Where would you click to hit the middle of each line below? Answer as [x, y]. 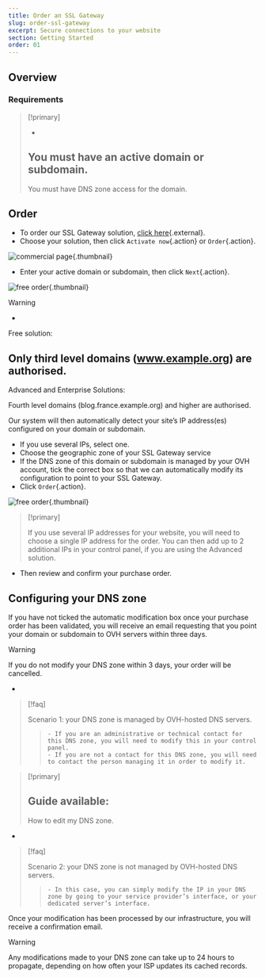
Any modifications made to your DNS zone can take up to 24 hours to [121, 957]
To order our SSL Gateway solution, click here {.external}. [112, 233]
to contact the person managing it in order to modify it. [147, 762]
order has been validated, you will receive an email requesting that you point [132, 626]
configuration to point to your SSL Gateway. [91, 478]
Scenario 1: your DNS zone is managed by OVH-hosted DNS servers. [140, 719]
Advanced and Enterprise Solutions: [67, 390]
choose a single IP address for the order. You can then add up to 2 [136, 541]
